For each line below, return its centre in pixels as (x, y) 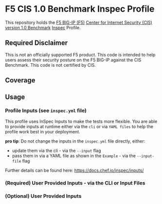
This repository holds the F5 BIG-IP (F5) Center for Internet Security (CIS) (79, 22)
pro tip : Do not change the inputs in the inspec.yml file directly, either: (75, 141)
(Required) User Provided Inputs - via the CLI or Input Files (75, 183)
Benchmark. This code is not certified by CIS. (51, 65)
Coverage (20, 81)
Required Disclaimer (36, 43)
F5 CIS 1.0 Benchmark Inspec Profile (80, 9)
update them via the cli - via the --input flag (56, 150)
